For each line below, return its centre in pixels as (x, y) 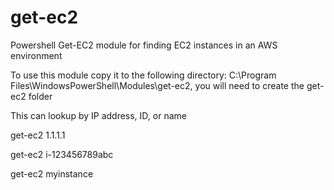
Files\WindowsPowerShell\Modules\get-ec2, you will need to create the (157, 85)
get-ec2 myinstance (52, 173)
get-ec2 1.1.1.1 (38, 135)
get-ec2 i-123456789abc (62, 154)
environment (36, 55)
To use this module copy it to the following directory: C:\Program (143, 75)
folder (40, 96)
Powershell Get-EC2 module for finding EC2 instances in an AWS (144, 45)
